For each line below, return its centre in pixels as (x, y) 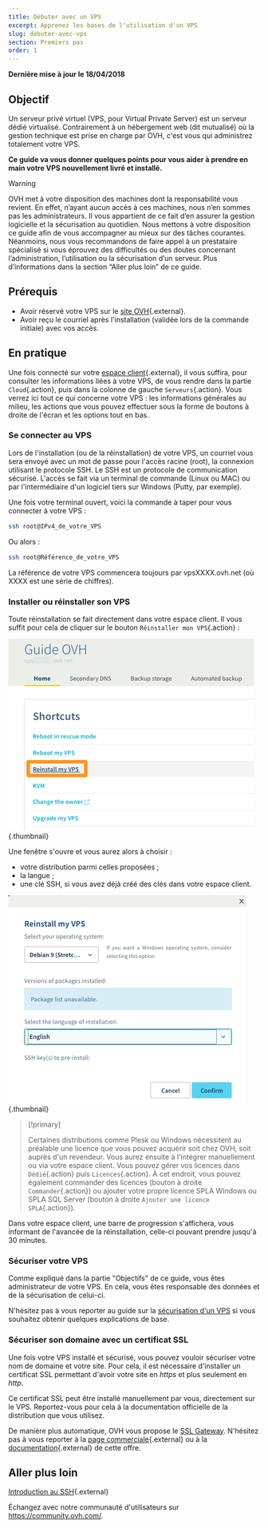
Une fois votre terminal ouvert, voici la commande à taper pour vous (120, 502)
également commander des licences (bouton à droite (115, 1182)
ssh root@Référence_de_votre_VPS (64, 557)
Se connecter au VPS (50, 435)
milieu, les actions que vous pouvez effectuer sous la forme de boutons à (129, 406)
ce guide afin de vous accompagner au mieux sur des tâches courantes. (127, 232)
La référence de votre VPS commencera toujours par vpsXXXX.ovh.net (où (131, 572)
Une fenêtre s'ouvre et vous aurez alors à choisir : (91, 851)
